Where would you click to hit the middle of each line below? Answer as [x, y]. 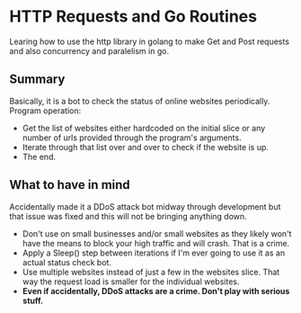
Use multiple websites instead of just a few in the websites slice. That [151, 272]
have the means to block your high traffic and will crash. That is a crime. [156, 243]
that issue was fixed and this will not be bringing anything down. [128, 216]
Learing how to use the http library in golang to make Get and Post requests [150, 41]
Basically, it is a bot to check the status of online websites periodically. [140, 101]
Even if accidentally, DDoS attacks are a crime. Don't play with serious [156, 291]
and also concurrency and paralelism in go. [89, 50]
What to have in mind [70, 185]
